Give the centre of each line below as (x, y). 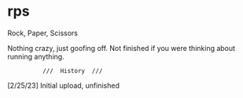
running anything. (36, 56)
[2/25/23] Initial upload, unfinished (63, 85)
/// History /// (72, 71)
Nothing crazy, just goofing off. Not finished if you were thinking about (121, 48)
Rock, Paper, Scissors (42, 33)
